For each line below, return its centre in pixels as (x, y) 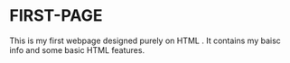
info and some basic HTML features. (77, 49)
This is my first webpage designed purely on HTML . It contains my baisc (145, 40)
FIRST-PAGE (56, 16)
